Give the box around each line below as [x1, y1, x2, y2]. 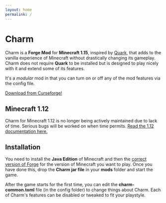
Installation [5, 143, 41, 151]
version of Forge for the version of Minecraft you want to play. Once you [5, 161, 153, 167]
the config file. [5, 81, 35, 87]
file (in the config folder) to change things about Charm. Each [35, 187, 161, 193]
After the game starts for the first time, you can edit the [5, 182, 118, 188]
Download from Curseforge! [5, 90, 62, 96]
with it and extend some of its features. [5, 66, 85, 72]
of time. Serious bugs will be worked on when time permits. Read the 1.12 [5, 123, 154, 129]
